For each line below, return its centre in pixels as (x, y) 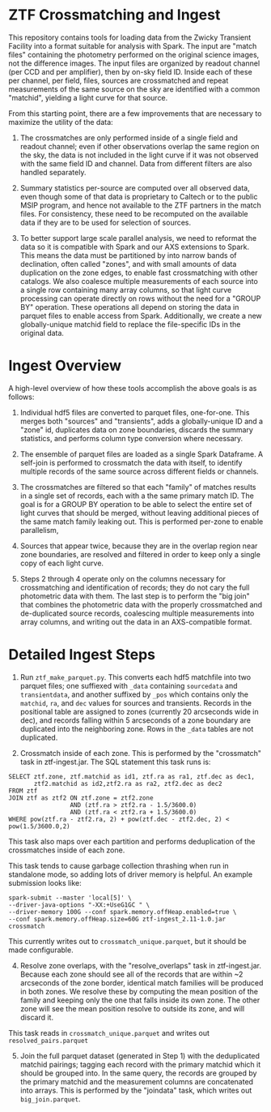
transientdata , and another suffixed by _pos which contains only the (134, 694)
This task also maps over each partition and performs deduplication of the (132, 841)
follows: (21, 397)
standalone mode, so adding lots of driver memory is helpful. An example (131, 874)
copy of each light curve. (61, 563)
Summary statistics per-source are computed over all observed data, (135, 187)
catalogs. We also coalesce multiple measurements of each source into (139, 281)
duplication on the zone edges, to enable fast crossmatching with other (139, 273)
